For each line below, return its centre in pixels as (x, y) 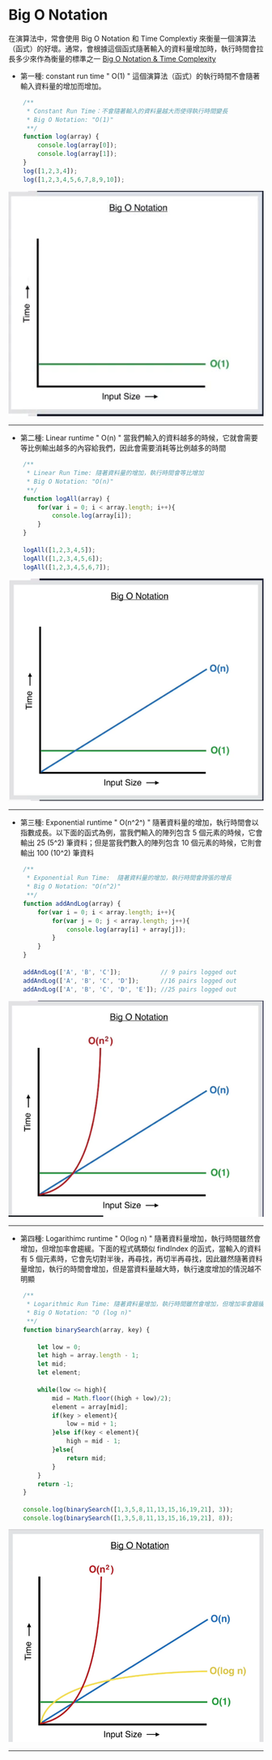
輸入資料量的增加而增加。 (63, 86)
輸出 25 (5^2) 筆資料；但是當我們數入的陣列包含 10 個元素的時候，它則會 (141, 843)
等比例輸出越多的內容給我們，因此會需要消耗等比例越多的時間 (123, 448)
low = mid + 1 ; (91, 1424)
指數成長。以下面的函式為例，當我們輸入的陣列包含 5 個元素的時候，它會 (141, 833)
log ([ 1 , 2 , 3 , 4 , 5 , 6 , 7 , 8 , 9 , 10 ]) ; (74, 179)
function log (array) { (61, 137)
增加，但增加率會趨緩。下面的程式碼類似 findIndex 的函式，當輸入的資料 (140, 1249)
